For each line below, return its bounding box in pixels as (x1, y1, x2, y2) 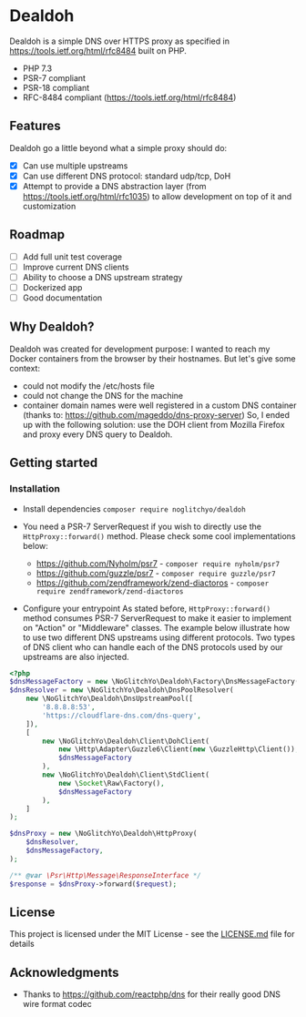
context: (9, 362, 41, 373)
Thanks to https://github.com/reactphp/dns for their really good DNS (22, 989, 280, 1000)
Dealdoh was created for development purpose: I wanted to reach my (9, 343, 270, 354)
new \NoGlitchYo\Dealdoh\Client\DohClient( (42, 737, 209, 746)
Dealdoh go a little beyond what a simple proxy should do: (9, 142, 228, 153)
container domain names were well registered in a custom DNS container (22, 400, 297, 411)
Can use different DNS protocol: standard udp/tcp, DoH (22, 170, 231, 181)
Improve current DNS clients (22, 261, 129, 272)
